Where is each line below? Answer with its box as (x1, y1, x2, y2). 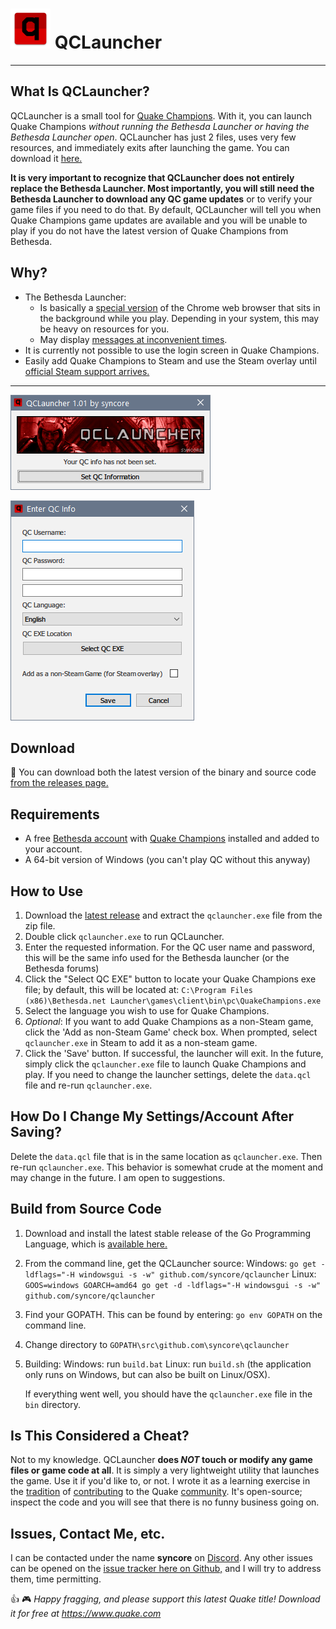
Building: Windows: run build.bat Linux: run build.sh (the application (24, 1358, 312, 1370)
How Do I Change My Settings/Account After (10, 1108, 295, 1125)
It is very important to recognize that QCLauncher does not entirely (10, 171, 295, 183)
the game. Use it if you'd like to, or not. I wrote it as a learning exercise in (10, 1475, 311, 1487)
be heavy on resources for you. (39, 323, 170, 335)
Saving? (10, 1124, 62, 1141)
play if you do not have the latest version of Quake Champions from (10, 224, 289, 237)
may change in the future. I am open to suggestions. (10, 1171, 226, 1183)
